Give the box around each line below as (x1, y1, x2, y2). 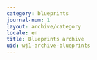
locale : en (6, 29, 38, 37)
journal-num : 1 (6, 17, 51, 23)
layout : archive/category (6, 23, 81, 30)
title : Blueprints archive (6, 36, 85, 43)
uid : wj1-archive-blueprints (6, 42, 91, 49)
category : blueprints (6, 10, 69, 17)
